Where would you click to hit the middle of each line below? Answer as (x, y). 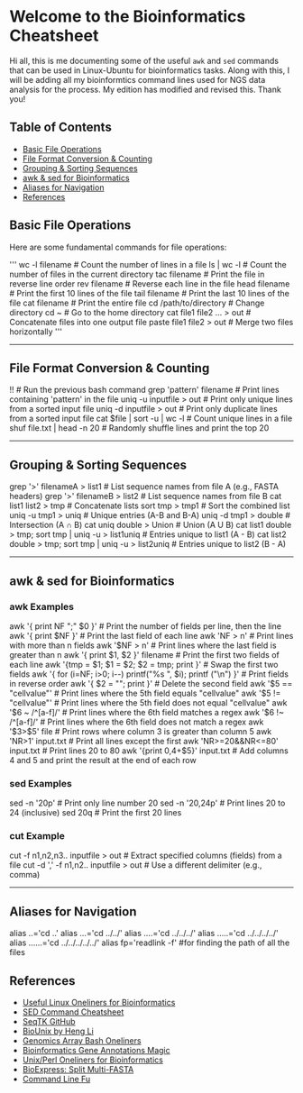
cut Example (37, 836)
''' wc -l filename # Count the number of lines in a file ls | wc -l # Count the (148, 264)
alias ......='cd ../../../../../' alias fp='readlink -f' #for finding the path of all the (150, 943)
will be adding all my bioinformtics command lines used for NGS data (138, 79)
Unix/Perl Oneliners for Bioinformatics (93, 1060)
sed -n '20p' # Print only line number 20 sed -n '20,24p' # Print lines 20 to (147, 803)
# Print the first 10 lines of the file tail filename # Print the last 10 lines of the (150, 293)
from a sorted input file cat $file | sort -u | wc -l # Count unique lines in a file (151, 419)
